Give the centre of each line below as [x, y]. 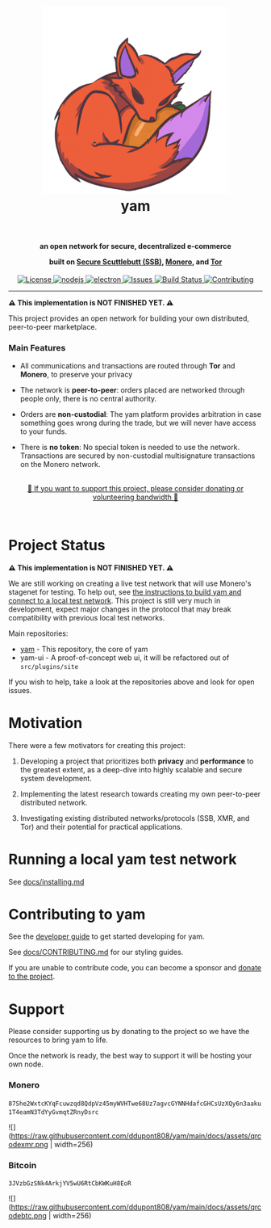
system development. [56, 778]
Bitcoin [23, 1165]
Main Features [37, 348]
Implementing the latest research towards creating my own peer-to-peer [140, 793]
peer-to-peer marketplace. [53, 327]
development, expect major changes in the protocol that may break [120, 609]
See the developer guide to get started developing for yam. [106, 936]
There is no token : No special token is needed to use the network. [130, 447]
